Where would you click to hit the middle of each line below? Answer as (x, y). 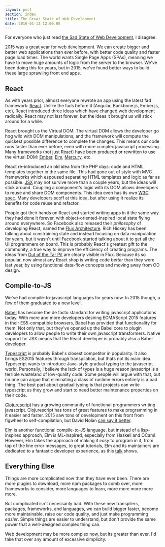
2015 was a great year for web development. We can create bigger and (77, 47)
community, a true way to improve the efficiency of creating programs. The (81, 250)
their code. (16, 395)
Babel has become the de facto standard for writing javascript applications (81, 312)
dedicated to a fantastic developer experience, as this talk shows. (72, 450)
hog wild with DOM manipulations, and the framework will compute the (77, 136)
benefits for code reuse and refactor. (42, 203)
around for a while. (24, 122)
